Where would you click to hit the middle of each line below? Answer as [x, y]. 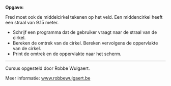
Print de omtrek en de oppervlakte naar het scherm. [67, 54]
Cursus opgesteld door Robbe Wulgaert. [48, 68]
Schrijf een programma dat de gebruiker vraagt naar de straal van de [85, 32]
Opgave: [15, 7]
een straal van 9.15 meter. [32, 23]
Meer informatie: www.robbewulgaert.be [48, 78]
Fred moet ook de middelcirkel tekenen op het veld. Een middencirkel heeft [84, 17]
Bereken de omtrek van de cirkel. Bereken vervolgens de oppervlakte [85, 43]
